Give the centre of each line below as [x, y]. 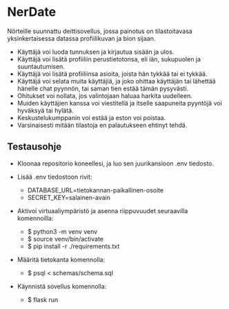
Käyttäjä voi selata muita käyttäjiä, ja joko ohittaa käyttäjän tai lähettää [116, 81]
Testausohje [34, 147]
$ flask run [43, 299]
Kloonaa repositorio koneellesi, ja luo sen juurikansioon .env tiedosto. [116, 163]
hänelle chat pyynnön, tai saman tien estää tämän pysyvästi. [103, 88]
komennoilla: [35, 218]
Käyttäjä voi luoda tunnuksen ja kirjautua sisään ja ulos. [96, 52]
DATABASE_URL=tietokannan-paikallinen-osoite [96, 190]
